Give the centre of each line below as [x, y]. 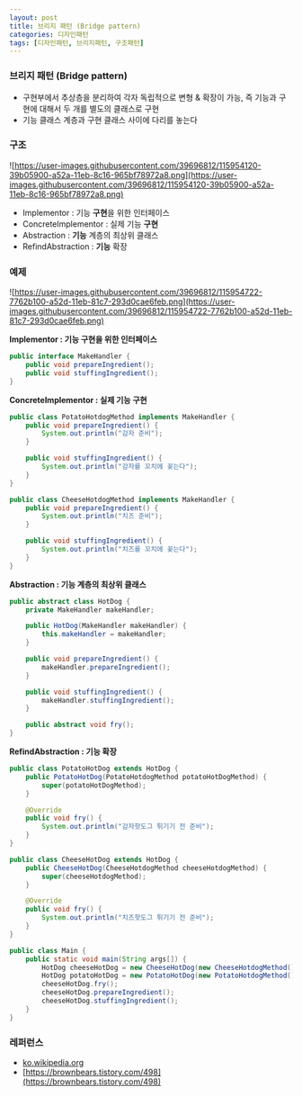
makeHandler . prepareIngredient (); [106, 667]
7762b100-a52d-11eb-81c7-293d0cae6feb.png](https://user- [122, 301]
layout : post [34, 18]
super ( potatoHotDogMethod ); [94, 785]
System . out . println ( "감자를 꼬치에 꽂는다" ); [120, 467]
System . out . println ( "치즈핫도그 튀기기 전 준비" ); [128, 918]
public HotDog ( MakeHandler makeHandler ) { [106, 626]
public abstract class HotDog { [70, 601]
